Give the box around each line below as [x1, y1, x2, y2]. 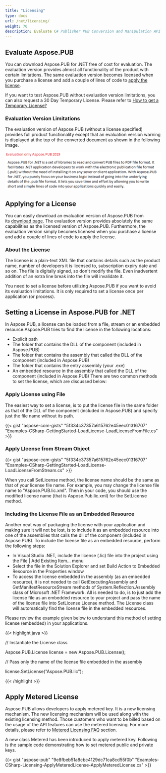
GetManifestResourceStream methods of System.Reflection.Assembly [12, 584, 156, 590]
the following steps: [5, 543, 46, 549]
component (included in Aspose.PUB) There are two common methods [12, 373, 158, 379]
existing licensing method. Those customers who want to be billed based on [5, 716, 161, 722]
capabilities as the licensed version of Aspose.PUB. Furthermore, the [5, 223, 146, 229]
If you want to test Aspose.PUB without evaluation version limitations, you [5, 92, 156, 98]
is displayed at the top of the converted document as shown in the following [5, 137, 160, 143]
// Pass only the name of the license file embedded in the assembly [5, 659, 143, 665]
